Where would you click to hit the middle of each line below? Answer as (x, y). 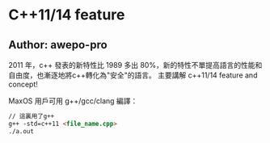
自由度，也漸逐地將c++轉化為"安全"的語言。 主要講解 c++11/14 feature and (133, 75)
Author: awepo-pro (58, 45)
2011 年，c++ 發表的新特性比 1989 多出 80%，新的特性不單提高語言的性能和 (135, 65)
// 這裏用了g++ (32, 116)
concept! (23, 84)
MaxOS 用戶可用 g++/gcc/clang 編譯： (73, 101)
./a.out (21, 131)
